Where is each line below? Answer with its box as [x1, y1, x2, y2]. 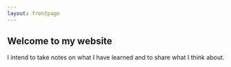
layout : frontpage [7, 10, 60, 17]
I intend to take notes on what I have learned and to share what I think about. [7, 53, 225, 62]
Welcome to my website [7, 36, 112, 47]
